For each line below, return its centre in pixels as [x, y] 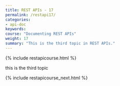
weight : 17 [17, 39]
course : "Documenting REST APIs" [41, 34]
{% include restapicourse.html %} [41, 58]
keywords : [16, 29]
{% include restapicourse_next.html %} [46, 78]
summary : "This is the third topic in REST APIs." [60, 44]
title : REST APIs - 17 [29, 10]
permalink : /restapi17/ [31, 15]
